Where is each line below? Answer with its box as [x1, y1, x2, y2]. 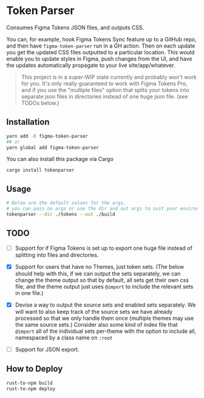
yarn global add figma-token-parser [6, 144, 99, 151]
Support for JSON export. [15, 346, 80, 353]
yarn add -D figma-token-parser [6, 133, 88, 139]
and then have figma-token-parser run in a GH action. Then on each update [6, 42, 195, 49]
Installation [6, 117, 50, 127]
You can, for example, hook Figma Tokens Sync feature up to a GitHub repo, [6, 35, 197, 43]
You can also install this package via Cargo [6, 155, 114, 163]
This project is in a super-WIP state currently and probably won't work [21, 73, 197, 80]
